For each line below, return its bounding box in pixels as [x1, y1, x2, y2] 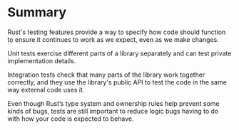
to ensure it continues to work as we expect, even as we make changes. [7, 35, 219, 43]
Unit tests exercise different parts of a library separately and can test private [7, 49, 232, 58]
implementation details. [7, 56, 76, 65]
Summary [7, 4, 66, 21]
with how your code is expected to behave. [7, 114, 134, 123]
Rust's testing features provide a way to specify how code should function [7, 28, 226, 36]
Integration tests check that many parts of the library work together [7, 70, 205, 79]
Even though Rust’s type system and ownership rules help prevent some [7, 99, 220, 107]
